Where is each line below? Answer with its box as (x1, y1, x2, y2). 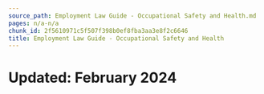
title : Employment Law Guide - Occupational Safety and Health (8, 34, 225, 43)
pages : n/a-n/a (8, 19, 59, 27)
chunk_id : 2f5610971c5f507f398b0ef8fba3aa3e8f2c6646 (8, 27, 189, 35)
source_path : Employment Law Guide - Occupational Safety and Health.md (8, 11, 257, 20)
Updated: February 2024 (8, 69, 177, 87)
